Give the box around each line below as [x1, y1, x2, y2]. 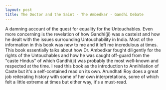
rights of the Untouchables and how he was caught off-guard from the [5, 52, 150, 58]
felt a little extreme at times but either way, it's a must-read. [5, 78, 128, 85]
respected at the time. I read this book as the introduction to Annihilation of [5, 63, 159, 69]
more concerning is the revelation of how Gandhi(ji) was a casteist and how [5, 31, 161, 37]
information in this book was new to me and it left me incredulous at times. [5, 41, 158, 47]
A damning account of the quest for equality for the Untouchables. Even [5, 25, 153, 31]
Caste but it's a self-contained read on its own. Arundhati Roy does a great [5, 68, 159, 74]
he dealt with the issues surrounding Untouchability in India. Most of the [5, 36, 153, 42]
